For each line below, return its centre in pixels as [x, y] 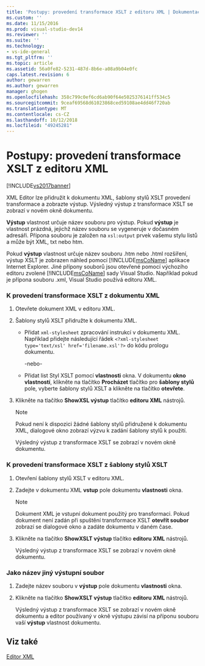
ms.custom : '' [24, 18]
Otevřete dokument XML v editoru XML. [65, 309]
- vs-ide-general [28, 52]
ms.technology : [26, 46]
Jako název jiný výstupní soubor [56, 573]
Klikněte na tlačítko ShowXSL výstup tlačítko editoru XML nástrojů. [100, 400]
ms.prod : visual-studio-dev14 [45, 29]
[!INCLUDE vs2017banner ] [39, 186]
